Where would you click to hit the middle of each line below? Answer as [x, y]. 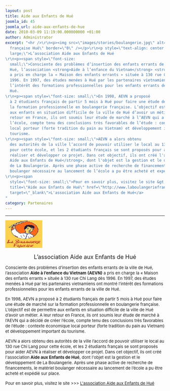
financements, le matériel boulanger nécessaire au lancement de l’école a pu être [84, 368]
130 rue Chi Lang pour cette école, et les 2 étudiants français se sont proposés [82, 347]
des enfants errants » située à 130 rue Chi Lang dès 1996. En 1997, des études [81, 278]
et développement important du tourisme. [46, 331]
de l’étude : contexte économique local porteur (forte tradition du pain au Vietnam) [85, 326]
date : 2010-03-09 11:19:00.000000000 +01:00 [53, 32]
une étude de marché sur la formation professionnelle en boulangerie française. [82, 305]
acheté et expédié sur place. [33, 374]
